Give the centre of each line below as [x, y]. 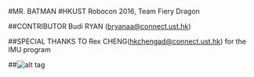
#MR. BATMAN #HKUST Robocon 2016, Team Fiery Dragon [104, 11]
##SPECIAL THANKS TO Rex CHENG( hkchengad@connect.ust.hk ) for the [127, 41]
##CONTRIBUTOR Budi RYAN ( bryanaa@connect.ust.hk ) [100, 26]
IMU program [29, 49]
